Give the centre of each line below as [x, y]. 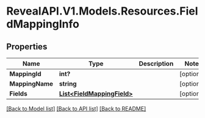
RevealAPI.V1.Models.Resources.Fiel [102, 11]
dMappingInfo [43, 24]
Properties [27, 47]
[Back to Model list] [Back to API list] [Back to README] [76, 109]
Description [156, 64]
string [68, 84]
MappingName [31, 84]
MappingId [25, 74]
